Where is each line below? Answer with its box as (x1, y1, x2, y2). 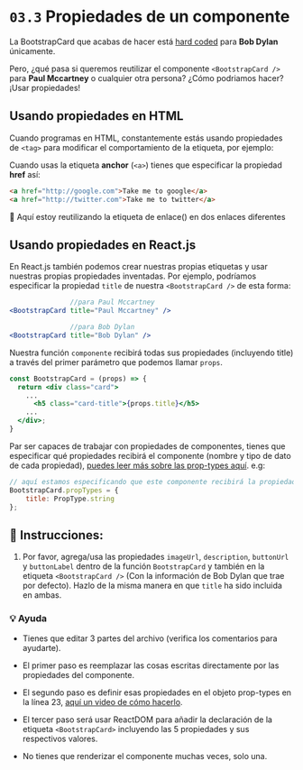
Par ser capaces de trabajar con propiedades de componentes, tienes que (9, 440, 286, 452)
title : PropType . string (25, 494, 115, 503)
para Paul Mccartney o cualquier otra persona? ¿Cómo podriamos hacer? (9, 72, 284, 83)
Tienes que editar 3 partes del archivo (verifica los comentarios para (22, 633, 278, 644)
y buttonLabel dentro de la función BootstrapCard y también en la (22, 561, 265, 572)
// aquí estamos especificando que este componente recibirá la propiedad (9, 477, 297, 486)
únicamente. (9, 45, 56, 56)
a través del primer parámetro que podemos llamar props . (9, 356, 223, 367)
